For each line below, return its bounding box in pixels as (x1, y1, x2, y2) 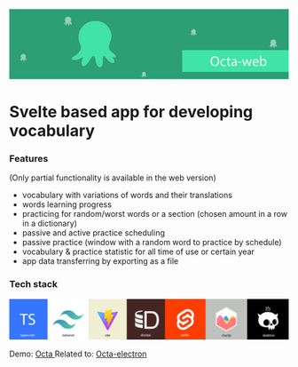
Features (9, 153, 49, 165)
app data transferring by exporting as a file (21, 256, 179, 267)
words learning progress (21, 199, 113, 210)
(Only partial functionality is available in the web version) (9, 172, 216, 183)
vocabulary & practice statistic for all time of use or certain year (21, 246, 255, 257)
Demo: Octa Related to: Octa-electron (9, 348, 147, 359)
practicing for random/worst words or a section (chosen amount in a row (21, 209, 288, 219)
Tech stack (9, 278, 58, 291)
